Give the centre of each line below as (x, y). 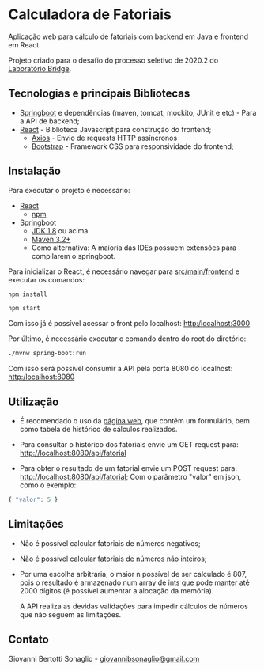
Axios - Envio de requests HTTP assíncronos (104, 138)
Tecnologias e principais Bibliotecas (99, 94)
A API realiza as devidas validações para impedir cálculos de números (134, 606)
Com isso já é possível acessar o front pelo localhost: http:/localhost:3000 (129, 324)
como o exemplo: (48, 485)
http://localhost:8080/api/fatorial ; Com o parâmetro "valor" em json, (130, 477)
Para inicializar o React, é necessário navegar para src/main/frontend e (124, 271)
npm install (28, 294)
